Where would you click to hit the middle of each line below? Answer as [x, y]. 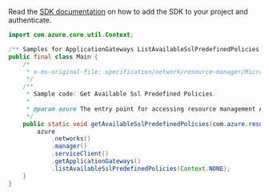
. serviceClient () [80, 154]
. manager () [69, 146]
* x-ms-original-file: [64, 71]
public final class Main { [53, 57]
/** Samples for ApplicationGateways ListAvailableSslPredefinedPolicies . [136, 49]
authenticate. [30, 20]
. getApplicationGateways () [96, 161]
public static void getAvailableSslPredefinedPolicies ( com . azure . [136, 124]
